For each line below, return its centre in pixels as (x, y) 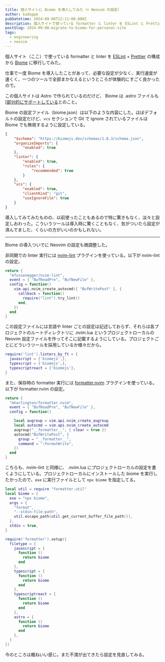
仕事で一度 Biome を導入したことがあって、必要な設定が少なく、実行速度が (81, 73)
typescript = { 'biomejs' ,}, (38, 364)
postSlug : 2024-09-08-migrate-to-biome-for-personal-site (66, 28)
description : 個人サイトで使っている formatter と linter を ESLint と (75, 23)
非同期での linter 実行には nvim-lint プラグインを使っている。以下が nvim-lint (82, 255)
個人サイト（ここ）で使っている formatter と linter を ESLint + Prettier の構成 (82, 56)
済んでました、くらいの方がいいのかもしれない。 (55, 230)
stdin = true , (24, 526)
